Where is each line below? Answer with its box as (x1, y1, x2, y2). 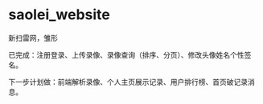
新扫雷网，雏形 (8, 33, 58, 42)
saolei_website (8, 6, 110, 24)
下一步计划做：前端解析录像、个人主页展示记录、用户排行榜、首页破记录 (8, 77, 248, 86)
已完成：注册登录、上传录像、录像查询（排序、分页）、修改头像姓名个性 (8, 50, 245, 59)
